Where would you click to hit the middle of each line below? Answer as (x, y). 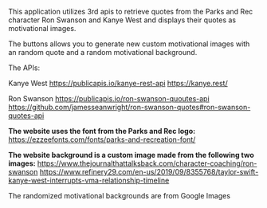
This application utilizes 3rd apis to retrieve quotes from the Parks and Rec (131, 12)
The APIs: (24, 68)
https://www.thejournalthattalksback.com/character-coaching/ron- (147, 163)
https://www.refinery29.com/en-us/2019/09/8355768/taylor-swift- (149, 172)
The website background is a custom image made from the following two (132, 155)
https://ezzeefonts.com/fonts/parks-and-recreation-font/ (102, 139)
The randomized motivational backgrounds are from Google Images (120, 196)
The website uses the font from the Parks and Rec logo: (102, 131)
